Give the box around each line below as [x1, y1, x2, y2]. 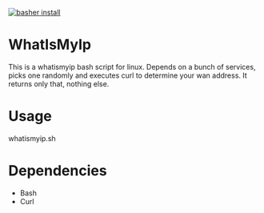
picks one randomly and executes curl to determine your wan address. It [8, 70, 248, 80]
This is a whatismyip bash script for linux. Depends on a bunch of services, [8, 62, 256, 71]
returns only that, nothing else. [8, 78, 110, 88]
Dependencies [8, 162, 107, 180]
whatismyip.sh [8, 133, 56, 143]
